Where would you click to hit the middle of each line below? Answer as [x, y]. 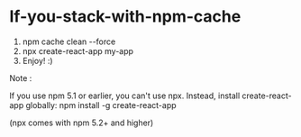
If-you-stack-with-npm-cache [125, 17]
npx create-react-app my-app [78, 50]
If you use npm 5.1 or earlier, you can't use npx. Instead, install [125, 96]
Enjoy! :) [37, 60]
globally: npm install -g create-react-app [101, 105]
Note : [21, 78]
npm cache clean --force [69, 41]
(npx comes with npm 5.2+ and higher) [82, 123]
